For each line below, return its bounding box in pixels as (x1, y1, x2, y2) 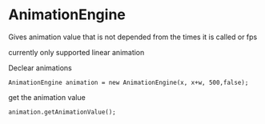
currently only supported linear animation (8, 47, 145, 57)
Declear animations (8, 62, 72, 73)
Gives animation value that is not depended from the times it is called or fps (8, 32, 258, 42)
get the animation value (8, 92, 86, 102)
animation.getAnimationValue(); (8, 108, 116, 116)
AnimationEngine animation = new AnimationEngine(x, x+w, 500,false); (8, 78, 249, 86)
